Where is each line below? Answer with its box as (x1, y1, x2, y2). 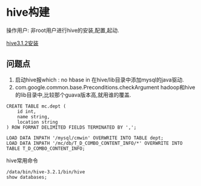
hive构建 (6, 5, 50, 19)
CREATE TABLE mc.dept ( (6, 103, 67, 109)
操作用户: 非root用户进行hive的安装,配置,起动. (6, 27, 119, 34)
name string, (17, 114, 50, 120)
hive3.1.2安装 (6, 39, 39, 46)
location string (17, 119, 59, 125)
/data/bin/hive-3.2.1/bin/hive (6, 168, 85, 175)
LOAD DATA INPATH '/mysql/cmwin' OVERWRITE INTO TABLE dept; (6, 135, 164, 141)
